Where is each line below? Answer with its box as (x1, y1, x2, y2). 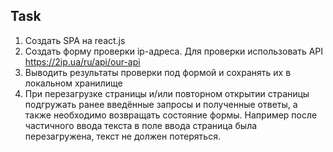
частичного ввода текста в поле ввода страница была (24, 119, 258, 131)
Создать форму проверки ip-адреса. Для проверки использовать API (24, 45, 324, 57)
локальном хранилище (24, 77, 123, 89)
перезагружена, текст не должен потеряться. (24, 130, 221, 142)
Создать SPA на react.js (24, 34, 126, 46)
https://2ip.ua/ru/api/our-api (24, 55, 141, 68)
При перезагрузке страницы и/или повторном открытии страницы (24, 87, 310, 99)
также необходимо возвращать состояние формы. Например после (24, 109, 318, 121)
